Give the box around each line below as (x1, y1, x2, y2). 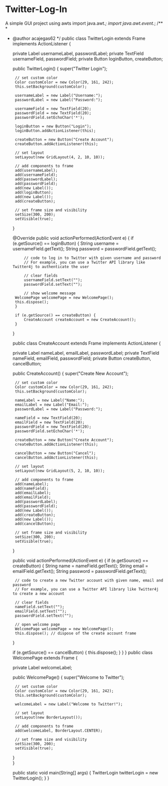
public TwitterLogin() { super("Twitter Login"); (12, 65, 108, 72)
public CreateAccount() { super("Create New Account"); (12, 370, 129, 376)
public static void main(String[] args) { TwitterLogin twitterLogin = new (12, 769, 158, 775)
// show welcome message (24, 291, 76, 296)
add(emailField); (15, 495, 51, 500)
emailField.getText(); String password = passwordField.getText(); (12, 568, 147, 574)
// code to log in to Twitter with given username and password (24, 255, 161, 260)
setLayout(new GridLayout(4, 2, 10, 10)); (15, 155, 105, 160)
